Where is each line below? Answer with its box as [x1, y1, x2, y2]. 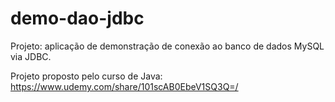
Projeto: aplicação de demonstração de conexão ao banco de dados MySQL [10, 40, 325, 52]
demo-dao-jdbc [10, 7, 145, 30]
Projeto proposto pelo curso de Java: [10, 70, 163, 82]
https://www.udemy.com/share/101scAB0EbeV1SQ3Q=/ [10, 80, 239, 92]
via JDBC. [10, 50, 52, 62]
